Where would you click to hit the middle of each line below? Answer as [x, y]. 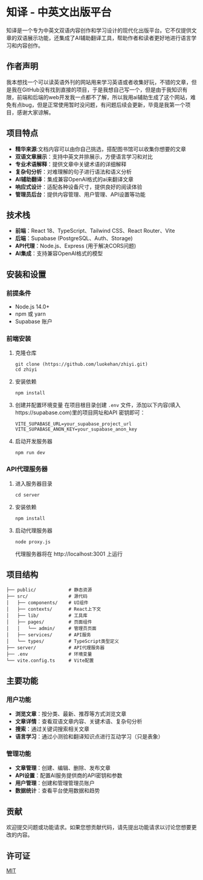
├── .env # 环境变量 [49, 654]
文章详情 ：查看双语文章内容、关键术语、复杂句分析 [79, 722]
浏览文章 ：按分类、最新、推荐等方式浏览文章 [71, 714]
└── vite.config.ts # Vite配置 [50, 661]
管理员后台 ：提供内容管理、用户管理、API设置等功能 [80, 194]
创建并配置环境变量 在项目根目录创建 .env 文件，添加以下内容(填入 [98, 405]
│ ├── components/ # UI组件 [47, 603]
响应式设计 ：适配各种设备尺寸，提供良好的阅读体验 [79, 187]
